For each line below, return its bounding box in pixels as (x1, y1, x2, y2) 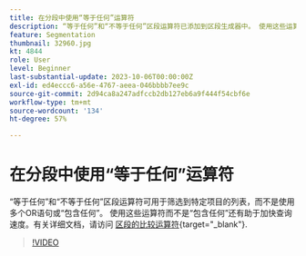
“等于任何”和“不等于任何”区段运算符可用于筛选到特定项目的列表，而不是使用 (9, 196, 295, 207)
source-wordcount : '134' (9, 106, 104, 115)
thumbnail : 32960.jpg (9, 38, 92, 48)
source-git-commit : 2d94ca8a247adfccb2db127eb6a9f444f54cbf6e (9, 89, 250, 98)
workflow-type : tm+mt (9, 97, 92, 107)
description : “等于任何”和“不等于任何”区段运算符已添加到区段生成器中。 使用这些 (9, 22, 287, 31)
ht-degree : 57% (9, 114, 67, 123)
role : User (9, 55, 51, 64)
